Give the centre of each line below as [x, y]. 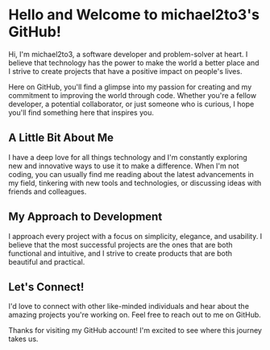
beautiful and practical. [47, 261]
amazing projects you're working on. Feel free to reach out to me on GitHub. [135, 315]
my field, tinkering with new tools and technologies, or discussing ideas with [135, 183]
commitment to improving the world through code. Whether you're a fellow [132, 95]
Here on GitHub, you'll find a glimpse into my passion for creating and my [130, 87]
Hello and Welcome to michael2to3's [134, 15]
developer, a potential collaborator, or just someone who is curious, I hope [131, 104]
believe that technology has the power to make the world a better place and [134, 63]
